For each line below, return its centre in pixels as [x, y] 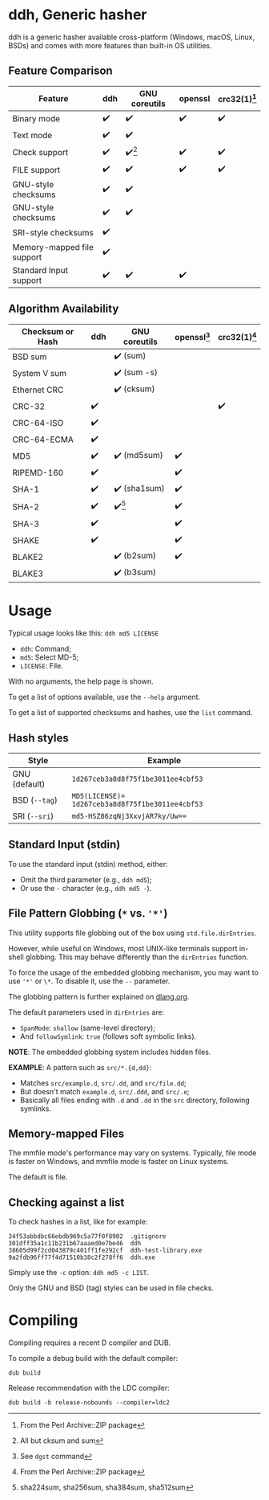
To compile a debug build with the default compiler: [93, 1359]
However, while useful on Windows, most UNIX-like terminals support [123, 948]
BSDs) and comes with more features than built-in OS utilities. [110, 45]
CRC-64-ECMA [43, 439]
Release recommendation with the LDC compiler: [89, 1388]
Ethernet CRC [38, 390]
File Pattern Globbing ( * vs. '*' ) [88, 913]
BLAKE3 [28, 574]
